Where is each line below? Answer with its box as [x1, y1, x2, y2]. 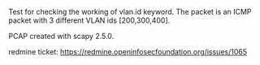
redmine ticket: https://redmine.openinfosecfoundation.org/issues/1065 [8, 47, 248, 56]
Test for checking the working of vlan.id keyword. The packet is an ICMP [8, 7, 252, 16]
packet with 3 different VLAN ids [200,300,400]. [8, 15, 171, 25]
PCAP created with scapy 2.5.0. [8, 32, 115, 41]
